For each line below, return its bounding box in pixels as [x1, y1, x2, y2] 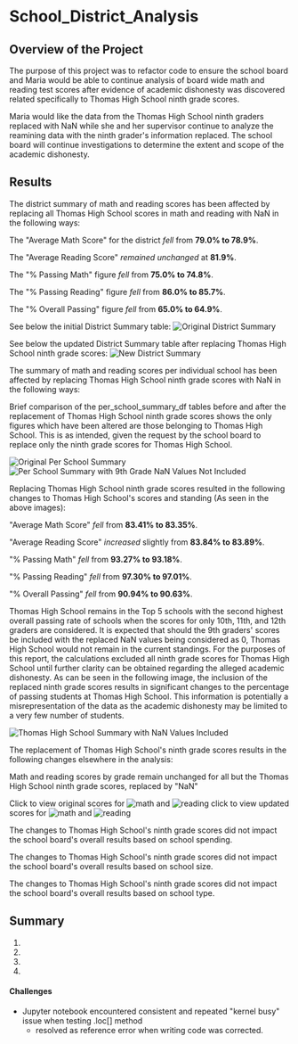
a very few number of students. [9, 710, 125, 720]
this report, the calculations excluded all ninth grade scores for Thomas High [9, 653, 290, 663]
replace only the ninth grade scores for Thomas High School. [9, 439, 233, 449]
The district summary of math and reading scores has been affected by [9, 198, 270, 209]
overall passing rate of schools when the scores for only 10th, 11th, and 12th [9, 615, 286, 626]
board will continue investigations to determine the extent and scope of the [9, 140, 285, 150]
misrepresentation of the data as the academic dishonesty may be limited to [9, 700, 287, 711]
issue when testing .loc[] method [21, 1015, 143, 1026]
